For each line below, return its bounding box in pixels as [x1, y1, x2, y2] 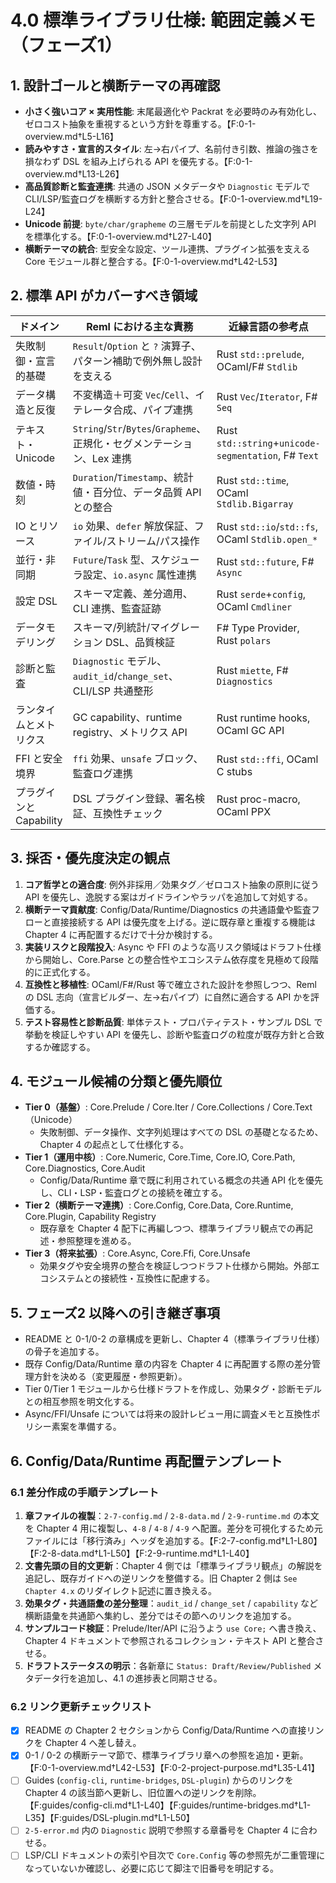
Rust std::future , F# [216, 554, 315, 568]
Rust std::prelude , [216, 347, 305, 361]
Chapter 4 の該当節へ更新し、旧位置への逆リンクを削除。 [24, 1787, 262, 1799]
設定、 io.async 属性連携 [82, 567, 197, 581]
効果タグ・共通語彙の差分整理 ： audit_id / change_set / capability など [24, 1597, 319, 1609]
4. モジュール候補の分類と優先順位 [10, 1073, 223, 1090]
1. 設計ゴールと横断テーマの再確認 [10, 77, 221, 94]
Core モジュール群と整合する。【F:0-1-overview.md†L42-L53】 [24, 256, 283, 267]
